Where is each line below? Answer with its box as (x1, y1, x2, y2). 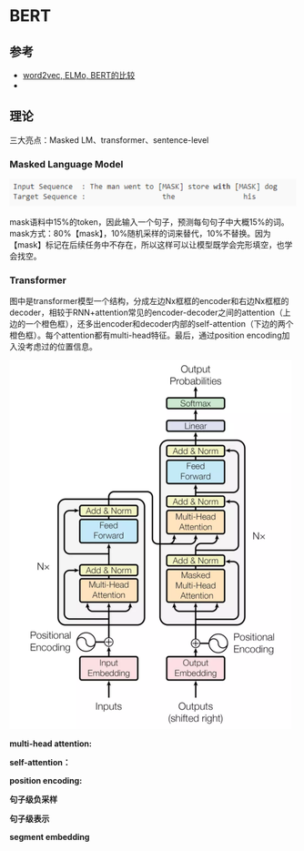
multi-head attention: (9, 738, 93, 749)
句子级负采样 (9, 794, 57, 805)
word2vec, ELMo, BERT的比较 (22, 70, 136, 80)
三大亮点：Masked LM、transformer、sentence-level (9, 134, 209, 146)
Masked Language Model (9, 157, 124, 170)
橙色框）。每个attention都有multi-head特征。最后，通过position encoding (9, 329, 282, 341)
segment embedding (9, 832, 90, 843)
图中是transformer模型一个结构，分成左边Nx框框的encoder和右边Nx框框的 (9, 296, 289, 307)
